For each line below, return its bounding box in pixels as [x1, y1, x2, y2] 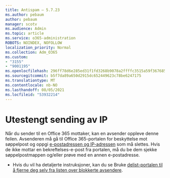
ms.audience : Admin [5, 26, 47, 31]
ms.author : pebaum [5, 12, 44, 17]
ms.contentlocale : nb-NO [5, 82, 58, 87]
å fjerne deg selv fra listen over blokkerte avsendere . [12, 167, 123, 173]
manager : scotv [5, 21, 37, 27]
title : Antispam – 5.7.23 [5, 7, 60, 13]
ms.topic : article [5, 31, 44, 36]
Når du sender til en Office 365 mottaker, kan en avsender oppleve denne [5, 130, 159, 137]
